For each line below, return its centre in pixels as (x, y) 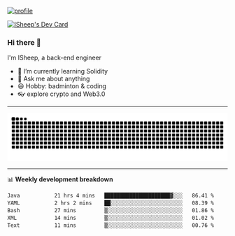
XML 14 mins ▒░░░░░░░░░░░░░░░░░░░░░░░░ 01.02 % (111, 218)
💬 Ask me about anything (54, 79)
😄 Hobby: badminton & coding (62, 86)
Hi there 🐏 (24, 42)
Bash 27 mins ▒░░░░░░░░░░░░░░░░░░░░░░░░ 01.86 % (111, 210)
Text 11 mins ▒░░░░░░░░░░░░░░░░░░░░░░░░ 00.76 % (111, 225)
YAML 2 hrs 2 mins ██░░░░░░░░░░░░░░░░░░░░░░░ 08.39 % (111, 203)
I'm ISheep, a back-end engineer (55, 58)
